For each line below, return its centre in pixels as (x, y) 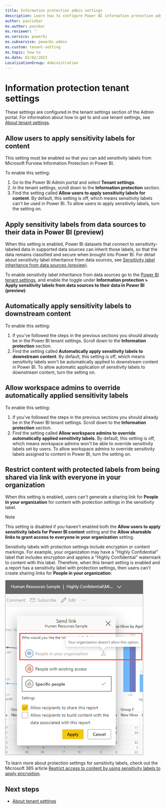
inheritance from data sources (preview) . (47, 265)
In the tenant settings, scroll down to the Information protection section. (86, 188)
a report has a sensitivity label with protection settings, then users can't (78, 568)
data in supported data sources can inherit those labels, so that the (89, 249)
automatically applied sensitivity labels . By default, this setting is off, (83, 438)
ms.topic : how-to (23, 52)
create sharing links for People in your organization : (59, 573)
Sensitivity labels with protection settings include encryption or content (78, 547)
